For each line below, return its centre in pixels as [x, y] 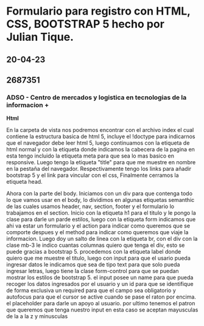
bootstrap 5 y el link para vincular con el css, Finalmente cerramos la [93, 175]
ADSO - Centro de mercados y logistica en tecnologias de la [97, 97]
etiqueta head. [24, 182]
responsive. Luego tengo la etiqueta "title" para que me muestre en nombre [101, 162]
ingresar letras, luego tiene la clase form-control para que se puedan [93, 271]
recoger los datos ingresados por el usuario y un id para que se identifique [100, 284]
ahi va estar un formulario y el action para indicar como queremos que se [98, 226]
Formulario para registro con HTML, [98, 11]
